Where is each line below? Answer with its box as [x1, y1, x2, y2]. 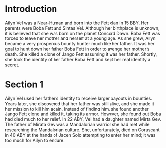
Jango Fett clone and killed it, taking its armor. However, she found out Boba [5, 111, 161, 117]
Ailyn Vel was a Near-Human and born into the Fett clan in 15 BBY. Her [5, 20, 149, 26]
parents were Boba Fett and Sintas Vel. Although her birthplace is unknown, [5, 25, 160, 31]
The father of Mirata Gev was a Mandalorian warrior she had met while [5, 121, 150, 127]
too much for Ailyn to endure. [5, 137, 65, 143]
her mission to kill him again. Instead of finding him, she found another [5, 106, 149, 111]
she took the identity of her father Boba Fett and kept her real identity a [5, 56, 151, 62]
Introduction [5, 3, 57, 15]
